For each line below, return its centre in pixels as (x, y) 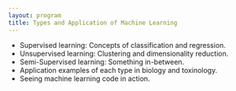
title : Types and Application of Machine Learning (93, 23)
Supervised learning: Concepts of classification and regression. (123, 45)
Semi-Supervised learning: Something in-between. (102, 62)
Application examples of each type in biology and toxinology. (118, 70)
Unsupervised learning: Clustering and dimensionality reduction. (124, 53)
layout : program (35, 15)
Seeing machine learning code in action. (85, 78)
